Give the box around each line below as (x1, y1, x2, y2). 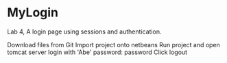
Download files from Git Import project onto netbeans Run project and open (7, 40, 221, 49)
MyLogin (7, 5, 59, 21)
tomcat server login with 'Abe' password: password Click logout (7, 48, 187, 56)
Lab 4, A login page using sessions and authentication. (7, 27, 162, 36)
